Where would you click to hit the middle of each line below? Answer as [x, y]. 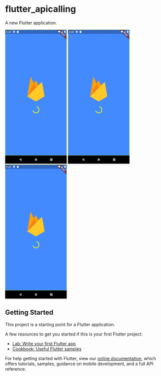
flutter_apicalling [41, 9]
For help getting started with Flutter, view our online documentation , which [81, 358]
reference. [16, 369]
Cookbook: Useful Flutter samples [47, 349]
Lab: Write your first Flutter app [44, 343]
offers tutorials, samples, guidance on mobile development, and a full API [79, 364]
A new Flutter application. [31, 23]
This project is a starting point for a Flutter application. [60, 324]
